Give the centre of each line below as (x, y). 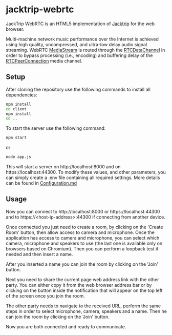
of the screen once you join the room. (45, 295)
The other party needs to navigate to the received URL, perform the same (83, 306)
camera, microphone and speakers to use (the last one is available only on (84, 243)
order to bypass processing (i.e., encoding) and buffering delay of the (79, 55)
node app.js (18, 157)
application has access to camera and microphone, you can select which (83, 238)
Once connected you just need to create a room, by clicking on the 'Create (84, 227)
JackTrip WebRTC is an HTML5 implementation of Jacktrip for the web (80, 24)
